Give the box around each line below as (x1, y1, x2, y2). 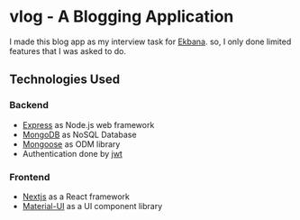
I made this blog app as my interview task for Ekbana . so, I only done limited (9, 36, 292, 47)
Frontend (9, 170, 50, 183)
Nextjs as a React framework (22, 191, 131, 202)
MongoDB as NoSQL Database (22, 129, 137, 140)
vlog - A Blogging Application (9, 6, 234, 27)
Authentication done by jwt (22, 148, 123, 159)
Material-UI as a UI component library (22, 200, 163, 211)
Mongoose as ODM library (22, 138, 121, 150)
